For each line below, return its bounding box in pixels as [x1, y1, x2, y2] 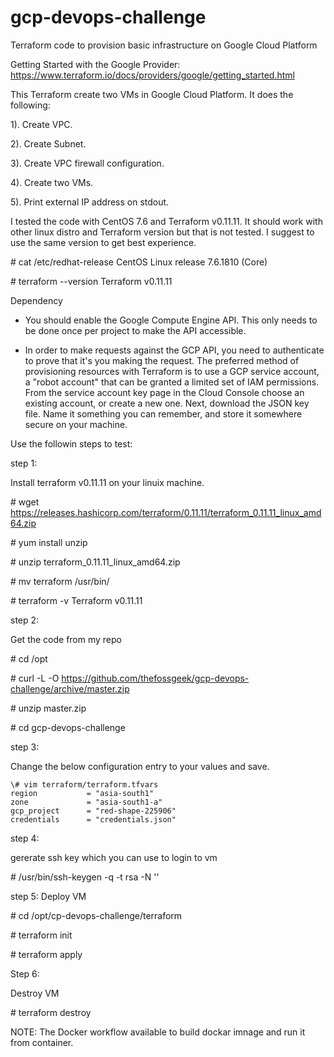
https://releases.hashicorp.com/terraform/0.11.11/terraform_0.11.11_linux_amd [10, 506, 322, 518]
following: [10, 99, 51, 111]
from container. [10, 1036, 74, 1048]
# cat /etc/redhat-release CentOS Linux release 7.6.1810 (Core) [10, 256, 268, 268]
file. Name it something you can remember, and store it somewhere [24, 407, 303, 420]
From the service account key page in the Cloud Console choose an [24, 386, 305, 398]
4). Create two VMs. [10, 176, 94, 188]
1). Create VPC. [10, 118, 73, 130]
